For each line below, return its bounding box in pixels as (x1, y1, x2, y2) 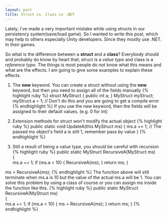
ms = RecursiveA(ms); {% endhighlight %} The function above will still (5, 169, 150, 175)
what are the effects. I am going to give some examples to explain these (5, 67, 153, 73)
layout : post (5, 7, 32, 12)
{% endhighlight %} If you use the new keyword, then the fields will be (12, 103, 158, 109)
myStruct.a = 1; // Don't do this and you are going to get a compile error (12, 98, 160, 104)
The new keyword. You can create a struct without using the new (12, 82, 147, 88)
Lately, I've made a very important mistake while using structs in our (5, 25, 146, 31)
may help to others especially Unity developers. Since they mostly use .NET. (5, 36, 162, 42)
